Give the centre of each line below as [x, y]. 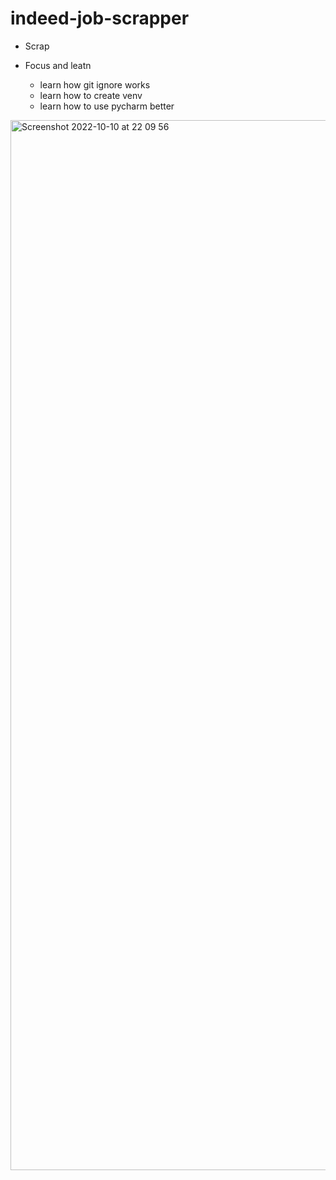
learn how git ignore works [95, 84]
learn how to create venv [91, 95]
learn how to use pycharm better [107, 106]
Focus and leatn [58, 65]
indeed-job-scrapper [100, 18]
